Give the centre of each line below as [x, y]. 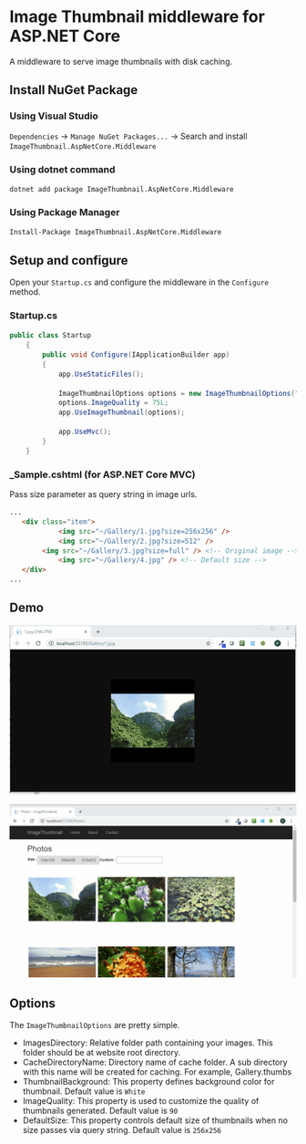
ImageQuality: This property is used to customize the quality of [141, 1100]
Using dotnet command [62, 169]
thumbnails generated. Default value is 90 [100, 1110]
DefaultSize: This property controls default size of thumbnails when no [155, 1120]
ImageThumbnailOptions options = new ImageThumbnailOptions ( [177, 393]
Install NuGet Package [74, 90]
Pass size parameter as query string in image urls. [103, 494]
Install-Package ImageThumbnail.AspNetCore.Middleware [116, 233]
